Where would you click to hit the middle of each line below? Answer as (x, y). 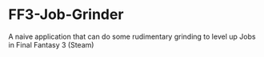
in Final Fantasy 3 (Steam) (51, 44)
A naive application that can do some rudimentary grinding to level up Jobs (132, 36)
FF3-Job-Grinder (66, 15)
